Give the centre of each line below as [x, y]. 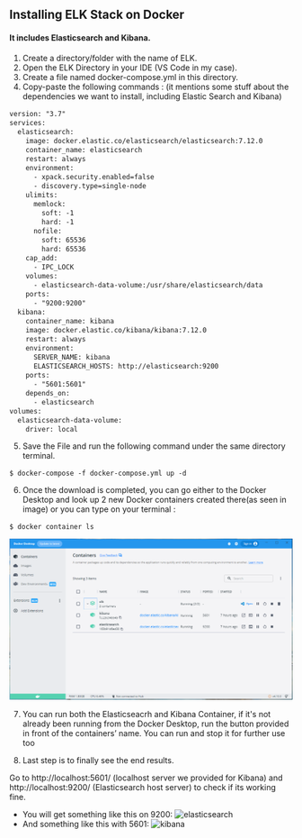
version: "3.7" [38, 114]
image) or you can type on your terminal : [99, 509]
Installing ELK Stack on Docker [97, 15]
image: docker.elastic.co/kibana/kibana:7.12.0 [116, 330]
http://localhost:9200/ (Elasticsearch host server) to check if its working [142, 787]
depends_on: [48, 393]
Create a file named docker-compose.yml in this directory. [130, 77]
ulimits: [42, 195]
